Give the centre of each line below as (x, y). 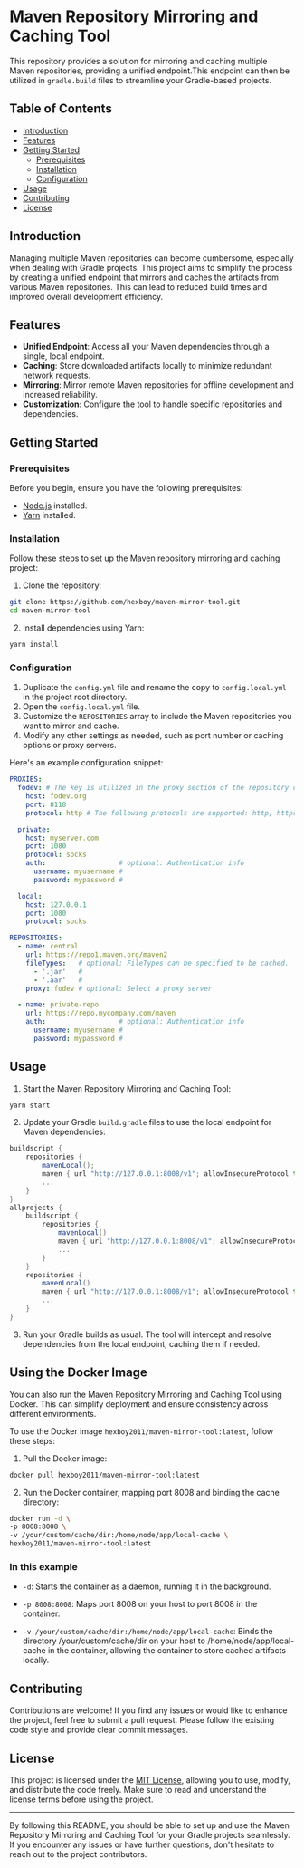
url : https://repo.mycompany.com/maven (101, 1013)
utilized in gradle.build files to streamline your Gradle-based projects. (141, 80)
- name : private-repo (58, 1005)
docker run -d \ (40, 1518)
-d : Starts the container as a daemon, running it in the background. (147, 1586)
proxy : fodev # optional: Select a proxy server (119, 988)
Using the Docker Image (78, 1373)
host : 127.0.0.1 (57, 905)
